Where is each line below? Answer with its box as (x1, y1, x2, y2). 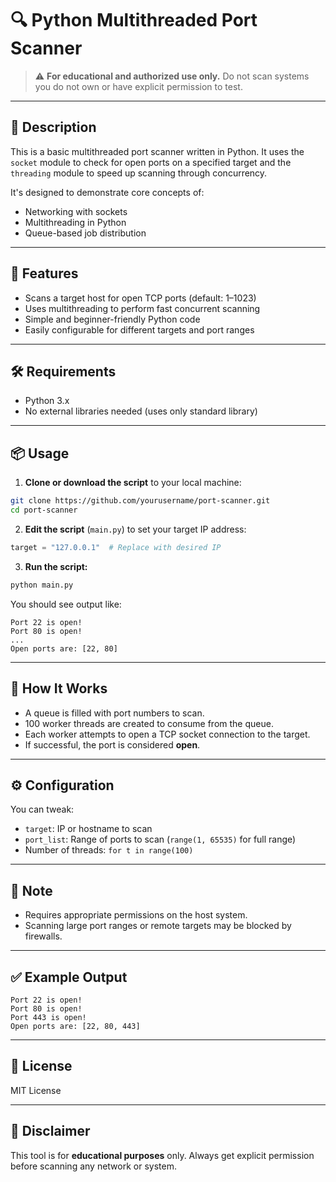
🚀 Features (10, 265, 79, 282)
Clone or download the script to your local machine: (24, 477, 242, 489)
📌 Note (10, 882, 53, 899)
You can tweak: (10, 803, 75, 816)
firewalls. (24, 930, 63, 942)
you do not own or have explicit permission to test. (34, 80, 243, 92)
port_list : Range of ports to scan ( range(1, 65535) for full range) (24, 833, 297, 846)
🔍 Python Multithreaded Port (10, 9, 258, 32)
